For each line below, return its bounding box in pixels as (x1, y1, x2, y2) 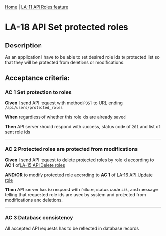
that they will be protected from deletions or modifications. (5, 59, 124, 65)
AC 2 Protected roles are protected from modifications (5, 145, 138, 152)
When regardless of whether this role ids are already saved (5, 114, 126, 120)
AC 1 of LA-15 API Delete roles (5, 162, 65, 168)
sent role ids (5, 129, 31, 135)
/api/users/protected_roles (5, 105, 63, 110)
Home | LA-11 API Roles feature (5, 4, 69, 10)
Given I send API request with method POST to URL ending (5, 100, 123, 106)
